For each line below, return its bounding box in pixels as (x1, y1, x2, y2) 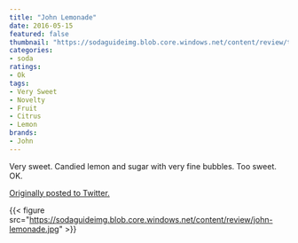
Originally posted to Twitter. (9, 187, 111, 198)
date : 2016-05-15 (9, 21, 74, 30)
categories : (9, 46, 53, 55)
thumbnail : (9, 37, 50, 47)
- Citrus (9, 112, 42, 121)
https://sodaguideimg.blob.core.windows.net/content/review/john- (29, 214, 273, 224)
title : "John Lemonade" (9, 12, 98, 22)
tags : (9, 79, 29, 88)
